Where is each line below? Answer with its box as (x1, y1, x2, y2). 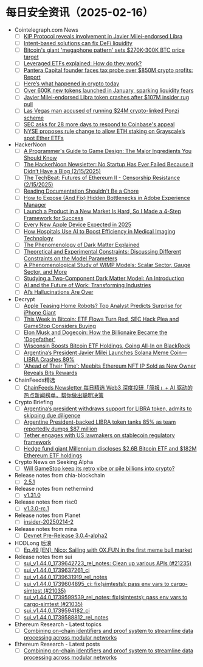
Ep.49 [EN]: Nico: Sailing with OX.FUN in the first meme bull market (23, 546, 193, 554)
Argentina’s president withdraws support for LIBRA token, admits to (23, 405, 192, 412)
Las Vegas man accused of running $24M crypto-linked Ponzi (23, 107, 179, 115)
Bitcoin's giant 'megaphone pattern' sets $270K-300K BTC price (23, 46, 185, 54)
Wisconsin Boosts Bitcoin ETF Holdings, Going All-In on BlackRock (23, 342, 191, 349)
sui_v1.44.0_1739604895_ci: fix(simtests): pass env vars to (23, 580, 170, 587)
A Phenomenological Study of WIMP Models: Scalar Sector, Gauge (23, 262, 191, 269)
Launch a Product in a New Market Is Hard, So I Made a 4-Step (23, 207, 182, 215)
